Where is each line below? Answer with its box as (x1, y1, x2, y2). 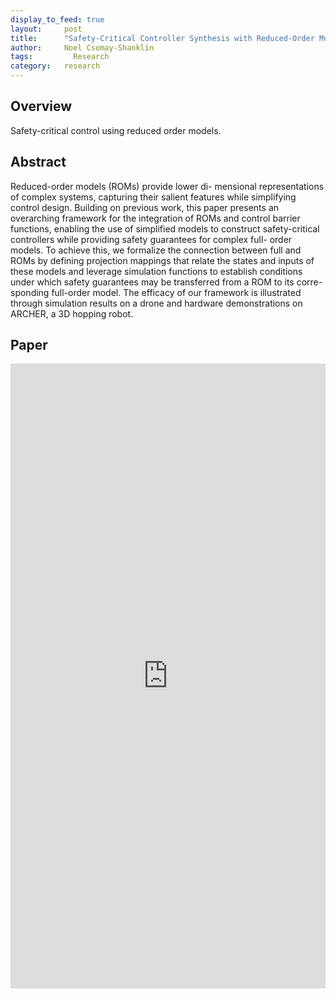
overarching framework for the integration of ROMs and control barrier (10, 212, 301, 224)
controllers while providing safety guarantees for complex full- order (10, 233, 293, 245)
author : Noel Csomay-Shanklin (10, 42, 155, 53)
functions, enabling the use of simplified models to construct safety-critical (10, 222, 320, 235)
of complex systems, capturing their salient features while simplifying (10, 191, 297, 203)
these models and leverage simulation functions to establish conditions (10, 265, 303, 277)
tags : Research (10, 52, 110, 62)
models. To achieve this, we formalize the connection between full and (10, 244, 302, 256)
